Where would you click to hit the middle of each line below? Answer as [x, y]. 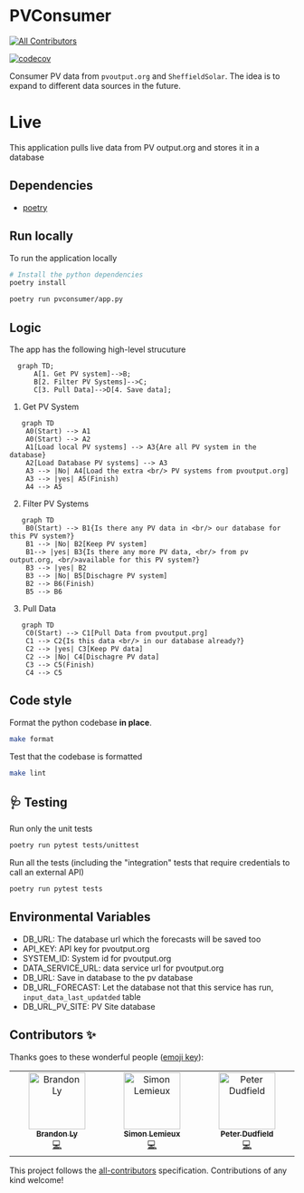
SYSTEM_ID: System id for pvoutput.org [97, 958]
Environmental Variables [80, 917]
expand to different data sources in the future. [95, 85]
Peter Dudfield [247, 1134]
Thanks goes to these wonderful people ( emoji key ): [107, 1057]
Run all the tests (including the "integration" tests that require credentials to [150, 863]
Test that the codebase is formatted [76, 756]
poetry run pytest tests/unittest [75, 846]
